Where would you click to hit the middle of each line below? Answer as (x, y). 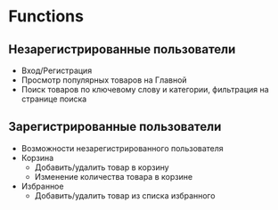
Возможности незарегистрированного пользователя (122, 148)
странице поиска (54, 99)
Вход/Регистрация (57, 70)
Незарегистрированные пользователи (122, 49)
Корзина (37, 157)
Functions (46, 16)
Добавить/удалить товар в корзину (102, 167)
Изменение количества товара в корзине (114, 176)
